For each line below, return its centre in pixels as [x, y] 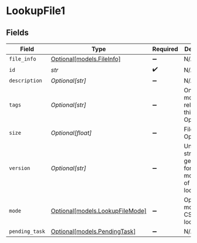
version [20, 168]
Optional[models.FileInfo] [86, 59]
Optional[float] [71, 133]
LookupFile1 [36, 11]
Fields [18, 33]
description [26, 81]
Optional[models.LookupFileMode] [99, 211]
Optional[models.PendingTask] [93, 232]
